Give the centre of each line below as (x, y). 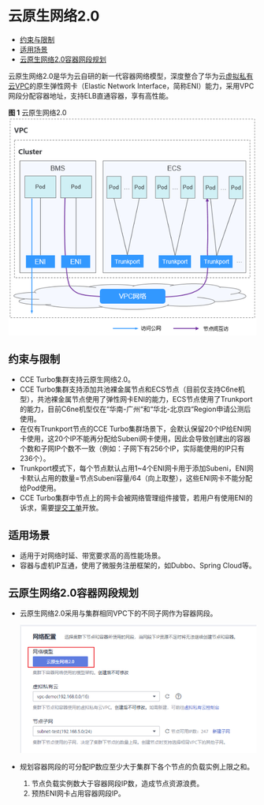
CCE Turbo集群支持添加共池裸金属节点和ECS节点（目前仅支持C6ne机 (132, 389)
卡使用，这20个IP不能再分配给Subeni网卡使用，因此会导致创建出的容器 (135, 439)
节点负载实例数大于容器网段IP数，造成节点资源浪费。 (117, 784)
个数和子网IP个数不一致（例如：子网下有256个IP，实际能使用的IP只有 (132, 449)
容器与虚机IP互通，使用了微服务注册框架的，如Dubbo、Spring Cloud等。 (138, 566)
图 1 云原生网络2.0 (37, 112)
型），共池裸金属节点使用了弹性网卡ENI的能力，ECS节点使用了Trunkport (136, 399)
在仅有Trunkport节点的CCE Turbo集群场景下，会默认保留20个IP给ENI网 (135, 429)
